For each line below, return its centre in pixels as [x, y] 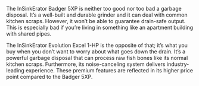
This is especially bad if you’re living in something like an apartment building [100, 27]
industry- [178, 64]
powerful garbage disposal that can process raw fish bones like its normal [97, 58]
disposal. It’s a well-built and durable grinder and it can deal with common [97, 15]
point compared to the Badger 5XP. [49, 77]
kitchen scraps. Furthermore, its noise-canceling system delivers [86, 64]
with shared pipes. [29, 34]
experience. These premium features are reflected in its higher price [110, 70]
